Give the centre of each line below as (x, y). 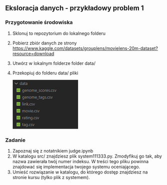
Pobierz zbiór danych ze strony (44, 43)
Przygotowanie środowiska (39, 22)
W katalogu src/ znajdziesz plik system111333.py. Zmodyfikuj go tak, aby (87, 156)
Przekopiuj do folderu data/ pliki (45, 73)
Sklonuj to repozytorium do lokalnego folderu (59, 33)
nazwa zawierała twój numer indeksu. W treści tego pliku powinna (80, 161)
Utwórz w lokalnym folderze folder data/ (54, 63)
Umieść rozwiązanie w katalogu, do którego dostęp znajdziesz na (80, 172)
